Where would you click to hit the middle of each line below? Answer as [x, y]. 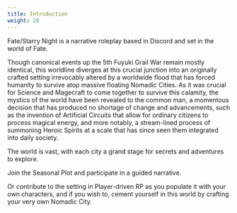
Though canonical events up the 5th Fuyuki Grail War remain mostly [106, 62]
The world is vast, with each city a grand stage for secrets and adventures [116, 151]
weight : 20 [23, 21]
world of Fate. [28, 48]
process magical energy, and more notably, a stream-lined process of [109, 122]
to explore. [23, 159]
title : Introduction [38, 14]
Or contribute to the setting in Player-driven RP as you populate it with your [117, 186]
